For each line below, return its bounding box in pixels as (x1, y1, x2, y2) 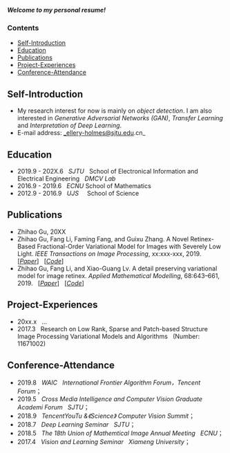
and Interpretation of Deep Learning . (17, 121, 122, 130)
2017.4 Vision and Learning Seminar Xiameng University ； (17, 438, 191, 446)
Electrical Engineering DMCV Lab (17, 174, 116, 183)
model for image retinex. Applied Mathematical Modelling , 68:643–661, (17, 271, 220, 279)
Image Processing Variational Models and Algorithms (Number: (17, 332, 200, 340)
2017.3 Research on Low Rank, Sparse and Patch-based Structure (17, 324, 209, 333)
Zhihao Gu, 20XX (17, 228, 66, 236)
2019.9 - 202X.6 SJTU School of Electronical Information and (17, 167, 198, 175)
